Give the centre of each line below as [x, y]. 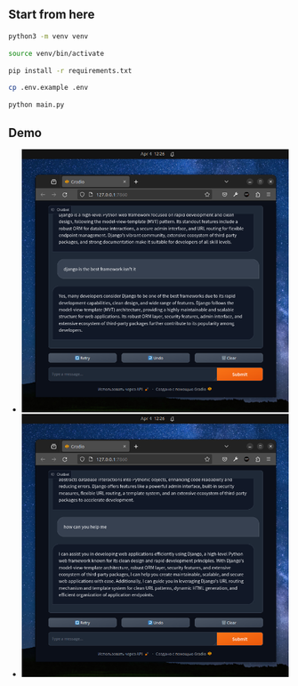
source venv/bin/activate [56, 53]
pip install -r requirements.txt [70, 70]
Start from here [52, 15]
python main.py [36, 105]
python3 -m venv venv [48, 36]
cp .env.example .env [48, 88]
